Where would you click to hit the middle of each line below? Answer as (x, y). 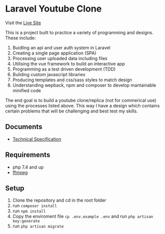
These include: (21, 38)
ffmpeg (20, 172)
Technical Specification (37, 139)
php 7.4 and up (28, 167)
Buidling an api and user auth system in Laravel (61, 47)
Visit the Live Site (23, 23)
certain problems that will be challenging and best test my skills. (72, 111)
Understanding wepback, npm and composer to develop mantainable (84, 85)
